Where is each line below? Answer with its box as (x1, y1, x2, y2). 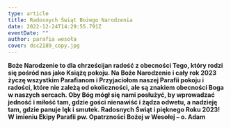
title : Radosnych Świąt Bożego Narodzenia (8, 17, 133, 24)
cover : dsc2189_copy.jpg (8, 42, 80, 49)
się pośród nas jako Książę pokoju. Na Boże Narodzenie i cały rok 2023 (8, 68, 217, 77)
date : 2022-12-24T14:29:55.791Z (8, 23, 102, 30)
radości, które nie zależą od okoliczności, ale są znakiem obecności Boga (8, 84, 225, 91)
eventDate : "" (8, 29, 49, 37)
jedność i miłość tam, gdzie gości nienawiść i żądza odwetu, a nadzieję (8, 98, 218, 106)
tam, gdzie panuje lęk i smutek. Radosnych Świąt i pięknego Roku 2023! (8, 105, 221, 113)
